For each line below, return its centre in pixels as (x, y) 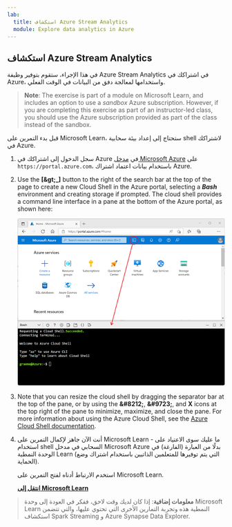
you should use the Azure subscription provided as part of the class (120, 117)
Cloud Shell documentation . (57, 425)
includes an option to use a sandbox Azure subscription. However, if (121, 103)
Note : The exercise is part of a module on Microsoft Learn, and (114, 95)
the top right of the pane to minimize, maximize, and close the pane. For (119, 411)
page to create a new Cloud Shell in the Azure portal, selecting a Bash (117, 187)
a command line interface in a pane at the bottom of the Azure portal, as (120, 202)
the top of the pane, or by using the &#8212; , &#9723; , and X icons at (117, 403)
